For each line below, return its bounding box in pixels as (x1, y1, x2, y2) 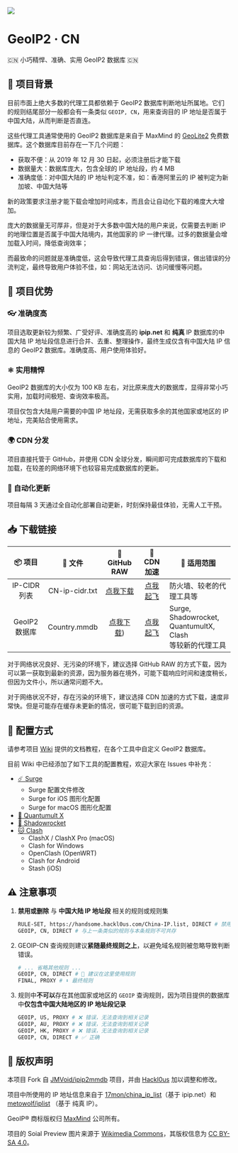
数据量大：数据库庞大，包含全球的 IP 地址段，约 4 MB (17, 164, 175, 173)
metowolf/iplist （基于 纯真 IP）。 (7, 1099, 102, 1108)
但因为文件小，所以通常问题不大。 (7, 678, 107, 687)
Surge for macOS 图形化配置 (28, 803, 112, 812)
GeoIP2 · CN (7, 31, 80, 48)
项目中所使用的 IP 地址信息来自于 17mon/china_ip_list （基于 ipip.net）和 (7, 1091, 217, 1099)
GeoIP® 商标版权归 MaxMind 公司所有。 (7, 1115, 124, 1123)
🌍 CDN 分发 (7, 435, 50, 445)
